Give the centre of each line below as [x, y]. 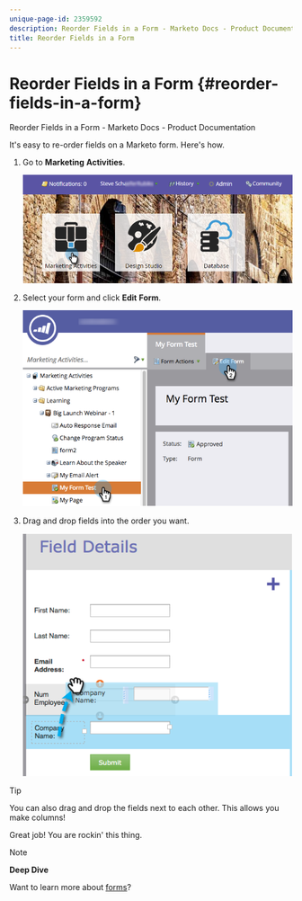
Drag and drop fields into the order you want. [106, 521]
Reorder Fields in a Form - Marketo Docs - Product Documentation [133, 128]
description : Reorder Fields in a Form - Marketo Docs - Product [134, 28]
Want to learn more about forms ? [71, 888]
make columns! [37, 817]
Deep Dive [29, 870]
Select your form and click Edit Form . [92, 298]
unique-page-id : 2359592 [56, 19]
